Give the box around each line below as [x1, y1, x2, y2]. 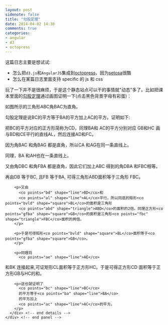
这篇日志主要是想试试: [5, 59, 51, 65]
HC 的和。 [24, 270, 45, 276]
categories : [5, 31, 30, 36]
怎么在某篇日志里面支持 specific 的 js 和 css [12, 76, 103, 82]
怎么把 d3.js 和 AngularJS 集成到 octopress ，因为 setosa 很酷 [12, 70, 131, 76]
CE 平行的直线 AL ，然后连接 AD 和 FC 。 [20, 131, 96, 137]
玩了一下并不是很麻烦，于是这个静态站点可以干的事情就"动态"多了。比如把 [5, 86, 159, 93]
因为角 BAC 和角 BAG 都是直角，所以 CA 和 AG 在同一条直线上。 [5, 141, 132, 148]
